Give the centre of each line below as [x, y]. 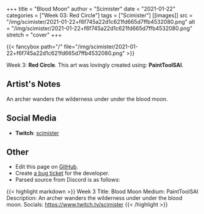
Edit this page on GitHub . [46, 167]
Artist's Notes [34, 84]
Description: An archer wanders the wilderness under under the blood [94, 198]
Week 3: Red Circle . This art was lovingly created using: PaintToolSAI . [95, 65]
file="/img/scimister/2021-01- [101, 46]
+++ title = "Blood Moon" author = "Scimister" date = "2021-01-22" [91, 9]
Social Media [31, 118]
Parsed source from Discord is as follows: [67, 180]
